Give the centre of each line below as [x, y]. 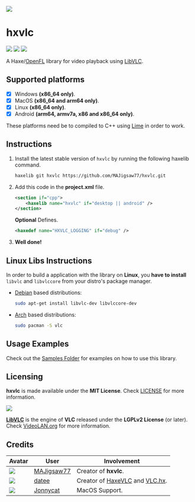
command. [28, 165]
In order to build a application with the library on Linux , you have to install [96, 275]
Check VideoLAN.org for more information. [58, 426]
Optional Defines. [36, 220]
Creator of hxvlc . [100, 471]
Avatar [19, 461]
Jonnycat [47, 490]
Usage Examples [38, 344]
